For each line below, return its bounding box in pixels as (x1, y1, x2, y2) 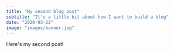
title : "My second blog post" (6, 8, 80, 15)
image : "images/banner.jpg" (6, 24, 75, 31)
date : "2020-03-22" (6, 19, 54, 25)
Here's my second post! (6, 41, 64, 48)
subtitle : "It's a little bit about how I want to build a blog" (6, 14, 169, 20)
